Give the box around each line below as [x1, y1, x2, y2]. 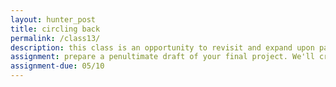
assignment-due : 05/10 [10, 61, 105, 71]
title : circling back [10, 24, 101, 34]
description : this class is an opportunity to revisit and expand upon [10, 42, 315, 53]
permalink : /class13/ [10, 33, 101, 43]
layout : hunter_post [10, 14, 97, 25]
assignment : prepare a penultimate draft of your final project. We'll [10, 52, 315, 62]
